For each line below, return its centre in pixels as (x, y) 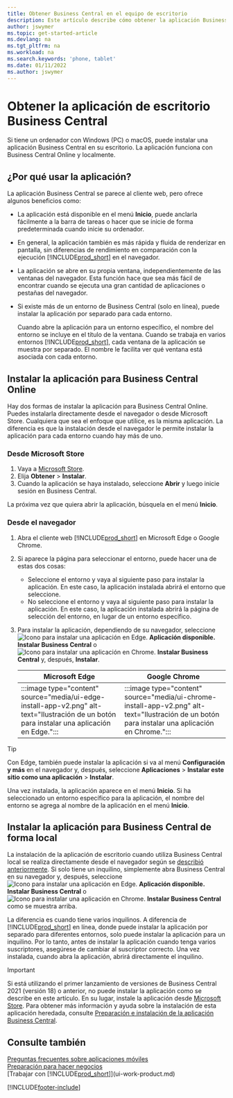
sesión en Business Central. (57, 491)
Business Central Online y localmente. (61, 155)
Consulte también (46, 1042)
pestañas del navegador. (52, 293)
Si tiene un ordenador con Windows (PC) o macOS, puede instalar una (107, 140)
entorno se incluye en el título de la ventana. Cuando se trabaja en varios (121, 335)
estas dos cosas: (41, 566)
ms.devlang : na (29, 40)
